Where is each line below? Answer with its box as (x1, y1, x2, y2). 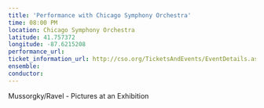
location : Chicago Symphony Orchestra (8, 26, 135, 34)
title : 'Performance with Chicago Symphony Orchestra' (8, 11, 192, 20)
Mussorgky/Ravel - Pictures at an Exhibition (8, 91, 149, 100)
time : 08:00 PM (8, 19, 58, 27)
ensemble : (8, 63, 41, 70)
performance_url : (8, 48, 65, 56)
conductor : (8, 70, 44, 77)
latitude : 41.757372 (8, 33, 76, 41)
